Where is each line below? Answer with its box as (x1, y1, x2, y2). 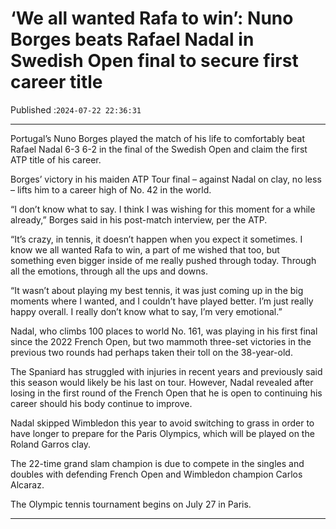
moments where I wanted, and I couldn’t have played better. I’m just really (10, 295, 314, 307)
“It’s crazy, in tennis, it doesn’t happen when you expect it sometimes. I (10, 233, 303, 245)
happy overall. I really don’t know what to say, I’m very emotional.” (10, 305, 283, 317)
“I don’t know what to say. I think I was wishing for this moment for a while (10, 203, 316, 215)
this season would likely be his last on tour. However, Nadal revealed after (10, 376, 314, 388)
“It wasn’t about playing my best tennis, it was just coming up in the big (10, 284, 304, 296)
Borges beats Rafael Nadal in (10, 28, 255, 51)
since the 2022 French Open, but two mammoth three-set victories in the (10, 335, 312, 347)
